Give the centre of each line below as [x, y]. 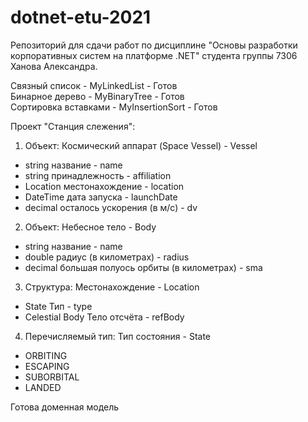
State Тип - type [58, 306]
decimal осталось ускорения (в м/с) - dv [111, 207]
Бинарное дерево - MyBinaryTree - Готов [97, 96]
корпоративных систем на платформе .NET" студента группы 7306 [154, 55]
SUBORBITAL [52, 377]
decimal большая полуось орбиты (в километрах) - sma [143, 267]
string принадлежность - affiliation [98, 175]
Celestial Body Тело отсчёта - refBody [104, 317]
